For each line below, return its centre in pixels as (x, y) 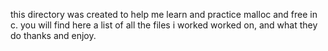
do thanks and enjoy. (53, 35)
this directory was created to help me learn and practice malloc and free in (164, 14)
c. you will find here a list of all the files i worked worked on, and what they (164, 25)
